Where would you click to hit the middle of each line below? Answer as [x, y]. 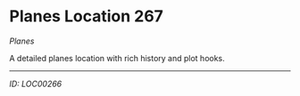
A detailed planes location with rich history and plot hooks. [117, 58]
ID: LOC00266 [36, 84]
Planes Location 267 [86, 16]
